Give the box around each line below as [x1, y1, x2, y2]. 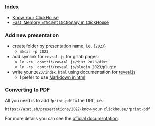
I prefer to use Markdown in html [19, 74, 86, 80]
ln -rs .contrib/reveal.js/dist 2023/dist [19, 60, 108, 64]
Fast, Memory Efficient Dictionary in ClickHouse [12, 20, 109, 25]
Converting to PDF [5, 86, 50, 93]
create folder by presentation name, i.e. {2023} [12, 43, 106, 49]
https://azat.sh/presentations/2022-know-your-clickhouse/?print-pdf [5, 106, 151, 112]
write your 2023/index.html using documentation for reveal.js [12, 69, 136, 75]
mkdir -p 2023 [19, 49, 49, 54]
